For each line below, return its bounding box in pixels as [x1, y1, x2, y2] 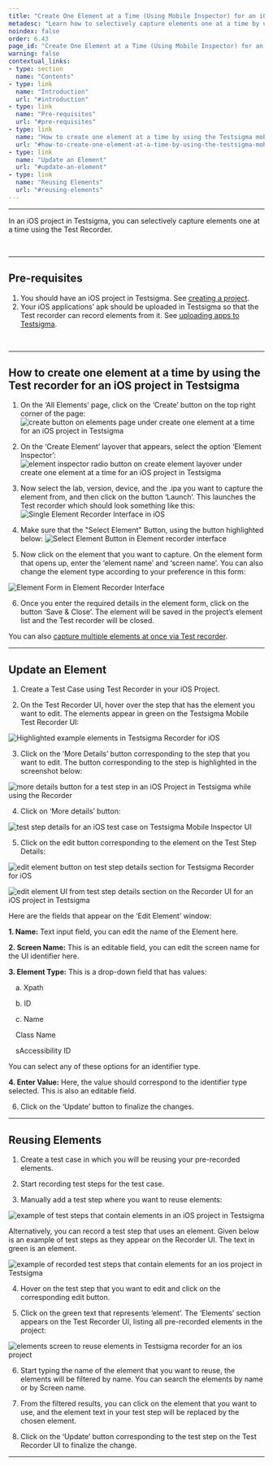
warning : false [8, 50, 60, 58]
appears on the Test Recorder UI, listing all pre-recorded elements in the [19, 1317, 263, 1326]
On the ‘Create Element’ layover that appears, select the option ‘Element [19, 442, 262, 452]
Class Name [15, 1030, 57, 1040]
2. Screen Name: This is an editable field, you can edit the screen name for [8, 943, 260, 953]
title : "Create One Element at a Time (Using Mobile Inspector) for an [8, 11, 256, 20]
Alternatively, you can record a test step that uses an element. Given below [8, 1226, 260, 1236]
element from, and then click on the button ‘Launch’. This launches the [19, 492, 256, 502]
